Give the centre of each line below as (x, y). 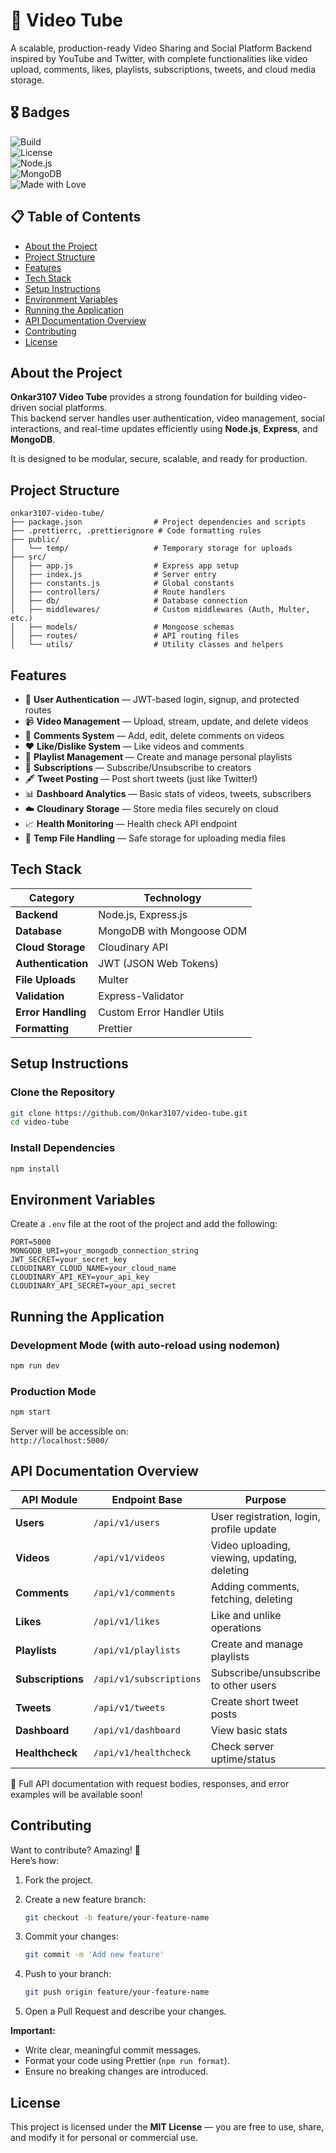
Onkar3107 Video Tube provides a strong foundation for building (144, 397)
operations (236, 1627)
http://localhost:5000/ (60, 1440)
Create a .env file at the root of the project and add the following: (144, 1224)
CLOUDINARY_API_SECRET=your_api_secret (93, 1286)
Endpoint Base (147, 1499)
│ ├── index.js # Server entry (113, 575)
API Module (49, 1499)
